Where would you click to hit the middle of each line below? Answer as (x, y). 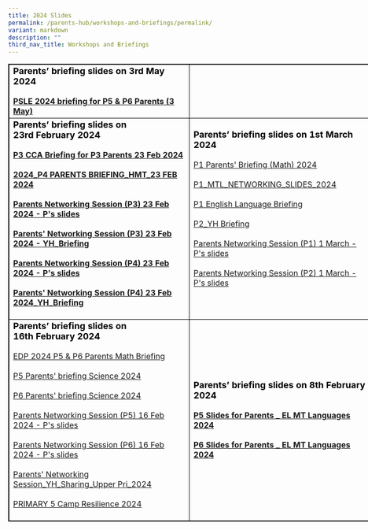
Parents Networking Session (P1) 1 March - (275, 243)
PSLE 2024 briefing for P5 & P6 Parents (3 (94, 102)
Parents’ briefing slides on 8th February (280, 385)
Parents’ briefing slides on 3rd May (89, 71)
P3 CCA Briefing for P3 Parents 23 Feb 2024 (98, 155)
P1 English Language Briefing (248, 204)
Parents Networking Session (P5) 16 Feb (89, 416)
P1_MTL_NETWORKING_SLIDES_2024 (265, 184)
